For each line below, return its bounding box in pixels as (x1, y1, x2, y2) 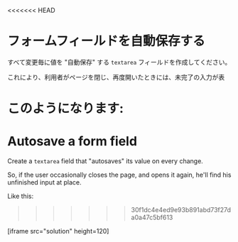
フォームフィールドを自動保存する (7, 33, 205, 49)
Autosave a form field (7, 133, 137, 150)
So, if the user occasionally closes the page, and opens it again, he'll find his (7, 170, 232, 180)
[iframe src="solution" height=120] (7, 227, 109, 236)
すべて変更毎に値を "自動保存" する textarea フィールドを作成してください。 (7, 57, 232, 66)
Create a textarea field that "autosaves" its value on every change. (7, 157, 204, 165)
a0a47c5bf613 (131, 213, 173, 222)
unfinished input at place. (7, 178, 82, 187)
